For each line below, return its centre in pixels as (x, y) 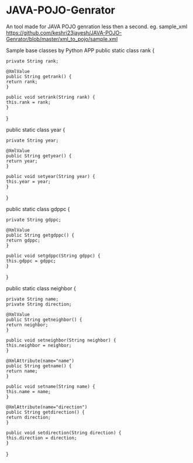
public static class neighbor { (41, 288)
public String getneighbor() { (44, 320)
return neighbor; (27, 325)
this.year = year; (28, 182)
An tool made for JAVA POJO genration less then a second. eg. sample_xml (97, 26)
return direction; (28, 417)
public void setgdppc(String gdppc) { (53, 256)
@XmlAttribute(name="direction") (47, 407)
